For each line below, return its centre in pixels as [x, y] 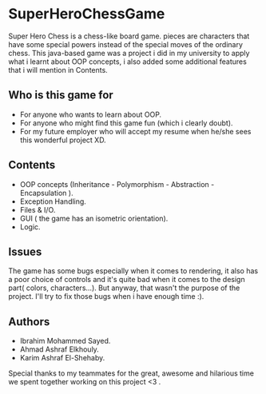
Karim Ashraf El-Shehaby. [62, 358]
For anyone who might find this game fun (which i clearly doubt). [126, 123]
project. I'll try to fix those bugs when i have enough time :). [106, 296]
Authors [29, 322]
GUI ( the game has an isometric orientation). [94, 218]
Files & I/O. [38, 209]
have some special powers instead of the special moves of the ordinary [126, 44]
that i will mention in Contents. [58, 70]
